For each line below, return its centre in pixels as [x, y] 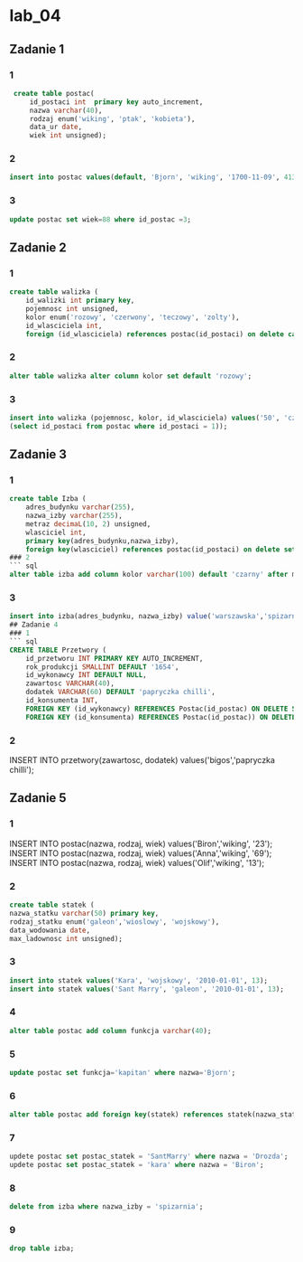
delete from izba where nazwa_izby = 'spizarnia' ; [106, 1207]
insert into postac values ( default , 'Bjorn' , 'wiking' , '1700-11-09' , [145, 177]
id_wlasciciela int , [64, 325]
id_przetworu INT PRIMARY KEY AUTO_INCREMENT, [115, 658]
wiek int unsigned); [68, 136]
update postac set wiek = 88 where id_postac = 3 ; [101, 219]
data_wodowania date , [50, 930]
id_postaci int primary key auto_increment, [116, 102]
